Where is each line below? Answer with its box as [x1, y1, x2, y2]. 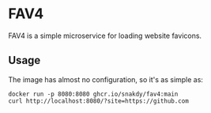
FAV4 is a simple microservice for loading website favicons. [8, 31, 202, 40]
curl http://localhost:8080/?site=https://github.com [8, 96, 190, 105]
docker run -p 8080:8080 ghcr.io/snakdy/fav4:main [8, 90, 179, 98]
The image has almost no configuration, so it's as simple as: [8, 74, 204, 84]
